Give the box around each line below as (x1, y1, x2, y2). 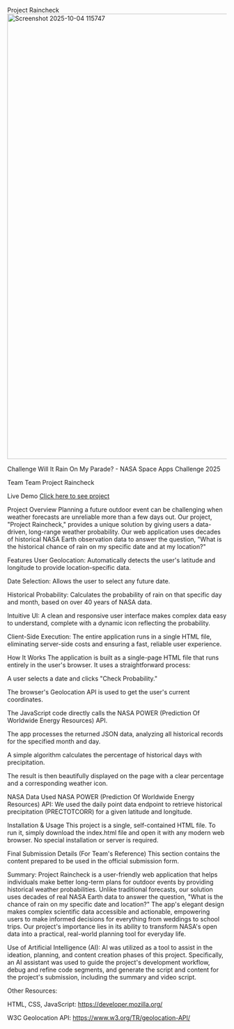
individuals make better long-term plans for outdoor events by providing (7, 878, 214, 886)
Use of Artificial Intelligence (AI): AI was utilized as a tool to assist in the (7, 943, 213, 951)
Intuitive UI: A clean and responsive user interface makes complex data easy (7, 611, 227, 620)
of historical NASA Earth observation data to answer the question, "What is (7, 535, 222, 543)
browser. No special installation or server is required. (7, 836, 159, 844)
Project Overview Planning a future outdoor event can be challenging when (7, 506, 223, 513)
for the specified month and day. (7, 737, 101, 745)
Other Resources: (7, 986, 58, 995)
